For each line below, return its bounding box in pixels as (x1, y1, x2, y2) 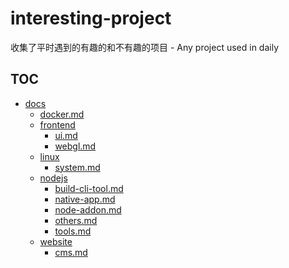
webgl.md (54, 140, 97, 152)
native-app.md (54, 193, 116, 205)
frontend (39, 118, 76, 131)
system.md (54, 161, 101, 173)
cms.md (54, 246, 88, 258)
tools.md (54, 225, 92, 237)
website (39, 235, 73, 247)
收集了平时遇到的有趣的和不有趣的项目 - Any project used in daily (10, 41, 280, 53)
